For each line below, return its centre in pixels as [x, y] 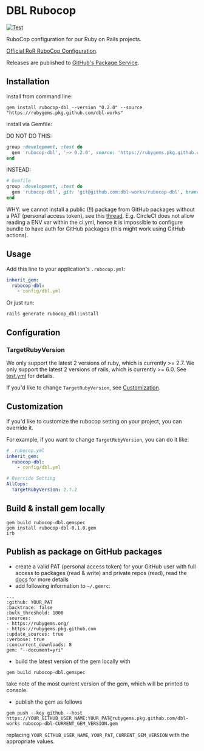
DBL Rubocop [41, 11]
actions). [17, 235]
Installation [28, 82]
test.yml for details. [30, 376]
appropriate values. [31, 741]
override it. [20, 428]
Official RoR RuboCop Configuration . [52, 51]
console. [17, 690]
